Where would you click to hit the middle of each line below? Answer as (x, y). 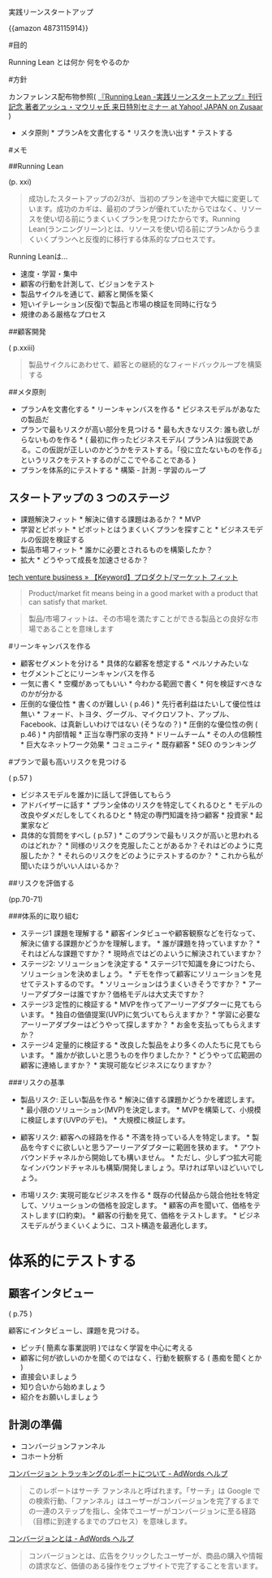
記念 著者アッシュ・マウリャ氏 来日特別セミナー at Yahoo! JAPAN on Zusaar (136, 107)
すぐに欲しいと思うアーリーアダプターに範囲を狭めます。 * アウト (151, 1147)
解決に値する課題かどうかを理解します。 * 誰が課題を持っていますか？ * (140, 943)
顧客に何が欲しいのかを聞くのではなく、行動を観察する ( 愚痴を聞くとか (141, 1357)
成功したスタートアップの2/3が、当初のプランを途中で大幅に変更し (140, 198)
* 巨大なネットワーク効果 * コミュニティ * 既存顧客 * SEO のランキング (138, 744)
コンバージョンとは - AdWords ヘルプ (71, 1538)
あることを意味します (78, 628)
